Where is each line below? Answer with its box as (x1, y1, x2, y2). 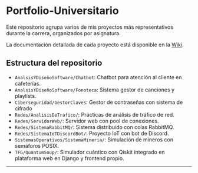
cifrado (14, 104, 32, 112)
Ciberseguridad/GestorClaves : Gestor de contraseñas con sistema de (14, 99, 183, 106)
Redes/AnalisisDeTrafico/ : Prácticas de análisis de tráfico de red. (14, 111, 175, 118)
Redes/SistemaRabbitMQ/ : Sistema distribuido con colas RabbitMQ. (14, 123, 174, 130)
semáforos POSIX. (14, 142, 60, 149)
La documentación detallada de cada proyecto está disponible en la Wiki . (6, 41, 184, 48)
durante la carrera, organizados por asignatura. (6, 29, 121, 36)
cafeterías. (14, 80, 41, 87)
